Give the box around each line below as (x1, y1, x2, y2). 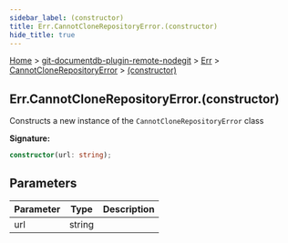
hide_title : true (9, 30, 76, 39)
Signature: (9, 133, 50, 144)
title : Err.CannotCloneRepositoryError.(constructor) (9, 22, 219, 31)
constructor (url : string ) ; (9, 151, 112, 160)
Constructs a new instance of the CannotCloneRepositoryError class (9, 116, 264, 127)
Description (102, 202, 155, 215)
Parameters (9, 176, 77, 191)
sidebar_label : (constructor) (9, 13, 125, 23)
